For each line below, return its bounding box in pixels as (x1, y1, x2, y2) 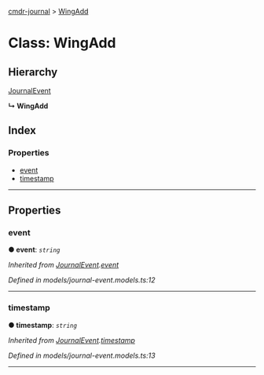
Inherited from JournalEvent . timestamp (8, 335, 136, 344)
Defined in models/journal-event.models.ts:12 (8, 275, 156, 285)
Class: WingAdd (8, 35, 116, 52)
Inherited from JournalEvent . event (8, 260, 119, 270)
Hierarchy (8, 65, 58, 78)
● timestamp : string (8, 320, 77, 329)
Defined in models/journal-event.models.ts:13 (8, 351, 156, 360)
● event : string (8, 245, 60, 254)
